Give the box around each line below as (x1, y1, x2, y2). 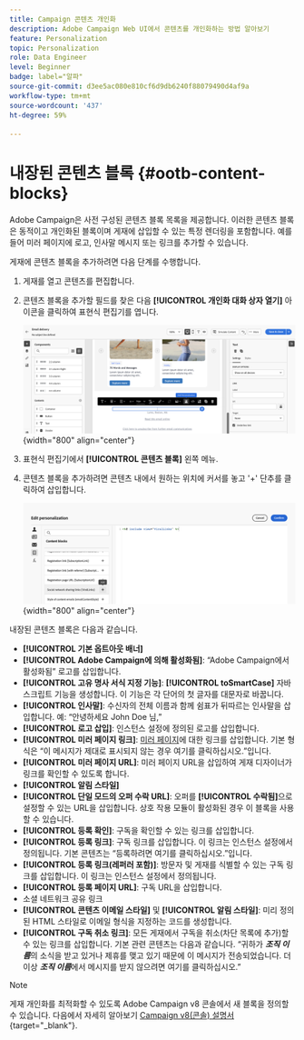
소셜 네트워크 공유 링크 (22, 893, 103, 904)
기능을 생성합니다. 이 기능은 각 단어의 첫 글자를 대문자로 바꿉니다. (54, 688, 284, 699)
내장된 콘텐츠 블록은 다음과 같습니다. (9, 624, 138, 635)
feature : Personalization (9, 34, 107, 43)
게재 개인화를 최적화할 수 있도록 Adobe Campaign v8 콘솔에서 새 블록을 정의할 (9, 998, 289, 1009)
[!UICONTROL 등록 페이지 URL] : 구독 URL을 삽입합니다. (22, 882, 222, 893)
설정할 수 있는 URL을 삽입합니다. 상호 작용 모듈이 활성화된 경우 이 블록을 (22, 802, 279, 813)
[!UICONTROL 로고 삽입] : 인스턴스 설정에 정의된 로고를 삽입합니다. (22, 723, 260, 734)
